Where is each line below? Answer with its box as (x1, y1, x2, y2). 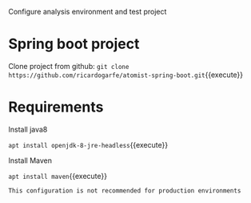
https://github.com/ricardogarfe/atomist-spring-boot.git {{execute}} (8, 70, 244, 79)
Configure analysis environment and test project (8, 7, 167, 16)
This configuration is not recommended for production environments (8, 186, 241, 195)
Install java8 (8, 124, 48, 134)
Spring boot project (8, 35, 140, 53)
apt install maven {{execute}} (8, 171, 108, 181)
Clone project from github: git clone (8, 61, 129, 71)
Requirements (8, 98, 104, 116)
